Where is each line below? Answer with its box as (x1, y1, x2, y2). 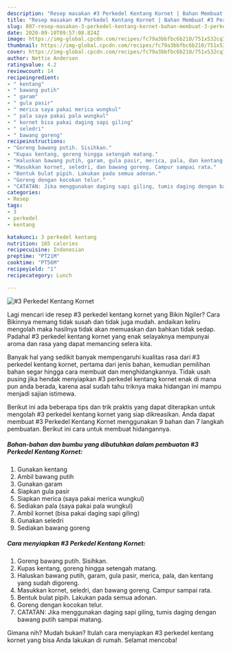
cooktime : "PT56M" (7, 259, 60, 266)
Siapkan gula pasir (16, 487, 70, 495)
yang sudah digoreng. (16, 579, 80, 587)
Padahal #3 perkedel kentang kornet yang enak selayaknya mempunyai (7, 332, 210, 341)
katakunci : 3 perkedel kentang (7, 233, 97, 241)
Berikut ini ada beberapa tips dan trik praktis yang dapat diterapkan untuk (7, 403, 216, 411)
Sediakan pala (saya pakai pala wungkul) (16, 502, 133, 510)
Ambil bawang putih (16, 472, 74, 480)
